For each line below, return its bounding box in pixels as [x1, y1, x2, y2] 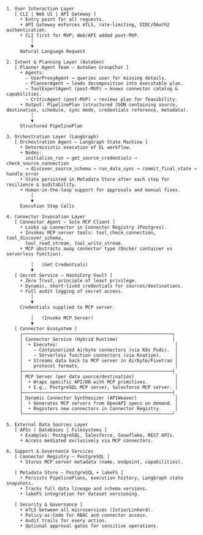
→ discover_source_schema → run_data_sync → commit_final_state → [25, 166, 198, 172]
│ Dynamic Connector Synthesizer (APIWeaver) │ [19, 395, 178, 401]
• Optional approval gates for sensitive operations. [19, 523, 159, 529]
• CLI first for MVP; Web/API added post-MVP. [19, 32, 140, 38]
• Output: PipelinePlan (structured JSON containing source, [19, 102, 178, 108]
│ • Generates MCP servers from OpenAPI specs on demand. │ [19, 400, 178, 406]
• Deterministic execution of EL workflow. [19, 144, 132, 151]
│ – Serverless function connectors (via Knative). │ [19, 352, 178, 358]
